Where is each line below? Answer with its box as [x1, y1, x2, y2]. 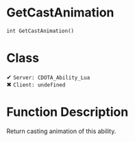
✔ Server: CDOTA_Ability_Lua [6, 73, 90, 81]
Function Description [6, 104, 129, 120]
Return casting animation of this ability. [6, 127, 116, 135]
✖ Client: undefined [6, 80, 66, 88]
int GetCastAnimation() [6, 27, 75, 34]
